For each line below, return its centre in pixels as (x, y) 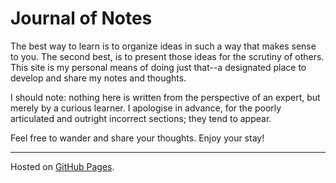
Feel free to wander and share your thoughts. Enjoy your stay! (137, 138)
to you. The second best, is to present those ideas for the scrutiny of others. (167, 56)
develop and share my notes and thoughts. (98, 78)
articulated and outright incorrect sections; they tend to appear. (141, 118)
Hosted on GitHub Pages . (62, 166)
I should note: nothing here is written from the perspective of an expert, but (165, 97)
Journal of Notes (81, 18)
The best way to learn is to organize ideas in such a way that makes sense (163, 46)
